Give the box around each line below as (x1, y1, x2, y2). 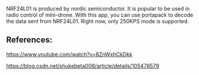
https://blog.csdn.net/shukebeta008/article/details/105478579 (6, 62, 160, 69)
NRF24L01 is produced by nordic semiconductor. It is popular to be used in (6, 5, 190, 12)
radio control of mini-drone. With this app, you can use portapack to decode (6, 11, 194, 18)
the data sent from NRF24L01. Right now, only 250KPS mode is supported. (6, 18, 189, 24)
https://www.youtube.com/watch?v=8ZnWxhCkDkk (6, 51, 133, 58)
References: (6, 35, 52, 45)
